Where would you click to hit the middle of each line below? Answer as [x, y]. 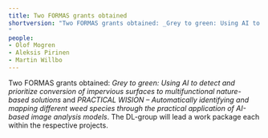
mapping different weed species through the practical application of [122, 108]
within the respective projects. [58, 125]
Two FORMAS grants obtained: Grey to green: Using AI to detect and [122, 83]
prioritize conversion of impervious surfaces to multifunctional [112, 91]
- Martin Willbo [35, 61]
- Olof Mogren [32, 45]
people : [21, 38]
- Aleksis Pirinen [39, 53]
